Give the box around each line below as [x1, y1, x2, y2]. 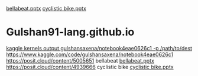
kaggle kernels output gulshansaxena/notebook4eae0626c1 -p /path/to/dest [6, 44, 192, 51]
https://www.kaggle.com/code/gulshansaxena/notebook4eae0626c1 [6, 51, 174, 58]
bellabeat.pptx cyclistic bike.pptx [6, 5, 87, 12]
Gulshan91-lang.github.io [6, 26, 135, 39]
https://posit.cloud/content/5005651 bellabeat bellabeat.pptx [6, 57, 155, 64]
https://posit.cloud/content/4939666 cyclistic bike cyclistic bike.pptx [6, 63, 174, 70]
